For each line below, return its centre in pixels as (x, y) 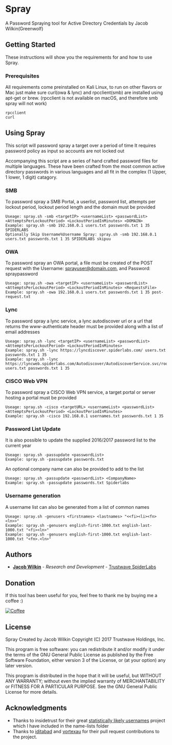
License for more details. (31, 692)
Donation (20, 583)
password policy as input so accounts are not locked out (65, 151)
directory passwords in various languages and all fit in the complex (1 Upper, (86, 171)
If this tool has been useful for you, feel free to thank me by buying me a (81, 596)
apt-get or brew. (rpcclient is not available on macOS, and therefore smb (82, 98)
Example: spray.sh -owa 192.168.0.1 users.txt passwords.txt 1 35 (78, 292)
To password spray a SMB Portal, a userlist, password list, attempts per (81, 202)
